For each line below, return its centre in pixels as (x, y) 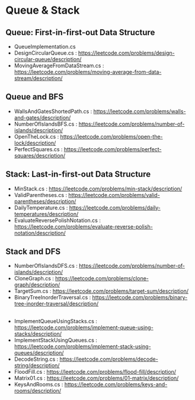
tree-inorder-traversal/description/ (56, 304)
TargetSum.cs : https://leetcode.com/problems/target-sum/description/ (101, 291)
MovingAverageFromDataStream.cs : (59, 65)
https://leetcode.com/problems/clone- (102, 279)
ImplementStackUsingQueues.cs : (55, 340)
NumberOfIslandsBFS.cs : (46, 124)
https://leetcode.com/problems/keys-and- (116, 384)
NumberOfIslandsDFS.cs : (46, 266)
